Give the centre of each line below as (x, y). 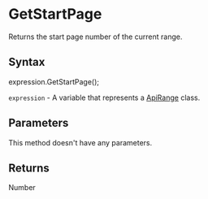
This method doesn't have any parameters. (80, 142)
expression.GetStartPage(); (54, 81)
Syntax (27, 62)
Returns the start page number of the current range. (95, 37)
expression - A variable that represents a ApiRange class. (104, 97)
